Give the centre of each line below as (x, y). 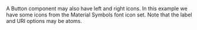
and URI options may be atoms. (44, 21)
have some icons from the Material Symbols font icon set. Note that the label (99, 15)
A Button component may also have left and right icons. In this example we (97, 9)
